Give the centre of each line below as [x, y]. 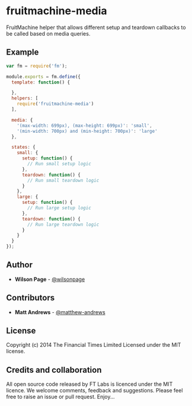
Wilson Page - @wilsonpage [50, 279]
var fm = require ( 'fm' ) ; [37, 66]
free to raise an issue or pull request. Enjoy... [60, 397]
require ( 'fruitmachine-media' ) [55, 104]
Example [23, 52]
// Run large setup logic [60, 208]
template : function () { [41, 82]
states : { [23, 147]
